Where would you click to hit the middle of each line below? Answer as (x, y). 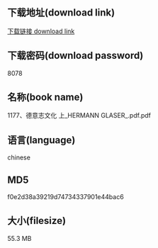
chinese (19, 157)
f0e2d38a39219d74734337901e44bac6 (66, 197)
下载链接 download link (41, 31)
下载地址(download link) (61, 13)
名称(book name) (45, 97)
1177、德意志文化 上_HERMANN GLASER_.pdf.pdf (79, 115)
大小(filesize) (36, 221)
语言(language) (41, 140)
